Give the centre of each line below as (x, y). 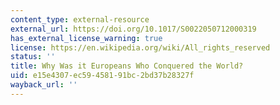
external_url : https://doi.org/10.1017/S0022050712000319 (133, 29)
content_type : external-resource (80, 19)
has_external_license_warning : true (86, 38)
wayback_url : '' (44, 85)
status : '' (33, 57)
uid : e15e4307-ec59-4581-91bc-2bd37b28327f (102, 76)
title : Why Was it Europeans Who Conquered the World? (127, 66)
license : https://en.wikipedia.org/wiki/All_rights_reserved (140, 47)
